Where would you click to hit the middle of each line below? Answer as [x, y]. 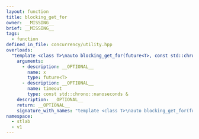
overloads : [20, 50]
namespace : [20, 116]
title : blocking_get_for [37, 17]
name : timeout [45, 89]
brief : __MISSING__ [30, 28]
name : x [37, 72]
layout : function [28, 12]
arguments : [30, 61]
